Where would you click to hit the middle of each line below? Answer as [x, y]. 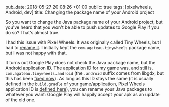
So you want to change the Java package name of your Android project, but [84, 22]
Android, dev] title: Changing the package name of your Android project [80, 12]
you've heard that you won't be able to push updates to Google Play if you [82, 27]
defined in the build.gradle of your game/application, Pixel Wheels [75, 84]
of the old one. [20, 100]
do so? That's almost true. [32, 33]
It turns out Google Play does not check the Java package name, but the [80, 63]
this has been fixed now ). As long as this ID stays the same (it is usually [79, 79]
